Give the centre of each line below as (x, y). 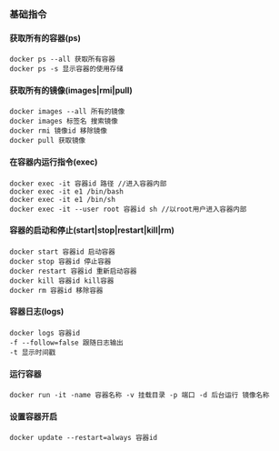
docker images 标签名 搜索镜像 (64, 121)
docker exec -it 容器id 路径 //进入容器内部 (88, 184)
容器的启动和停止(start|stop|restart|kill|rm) (92, 230)
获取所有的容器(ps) (45, 37)
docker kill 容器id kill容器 (62, 281)
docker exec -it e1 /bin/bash (67, 191)
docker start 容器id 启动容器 (62, 252)
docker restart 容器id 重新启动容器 (73, 271)
